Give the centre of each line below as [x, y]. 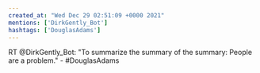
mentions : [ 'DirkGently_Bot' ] [58, 23]
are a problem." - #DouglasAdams [64, 60]
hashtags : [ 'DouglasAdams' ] [55, 30]
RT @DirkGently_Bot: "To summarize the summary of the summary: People [130, 53]
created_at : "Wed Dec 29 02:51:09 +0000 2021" [86, 15]
